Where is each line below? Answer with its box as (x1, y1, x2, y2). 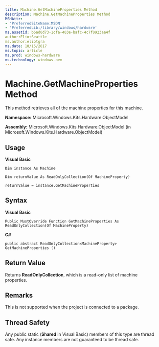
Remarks (5, 291, 33, 299)
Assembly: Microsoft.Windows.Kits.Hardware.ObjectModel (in (5, 124, 131, 130)
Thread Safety (5, 318, 50, 326)
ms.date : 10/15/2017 (5, 44, 47, 49)
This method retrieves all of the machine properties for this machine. (5, 105, 143, 111)
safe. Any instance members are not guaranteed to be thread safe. (5, 337, 139, 343)
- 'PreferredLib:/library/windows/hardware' (5, 25, 97, 30)
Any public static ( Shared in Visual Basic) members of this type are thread (5, 331, 155, 337)
